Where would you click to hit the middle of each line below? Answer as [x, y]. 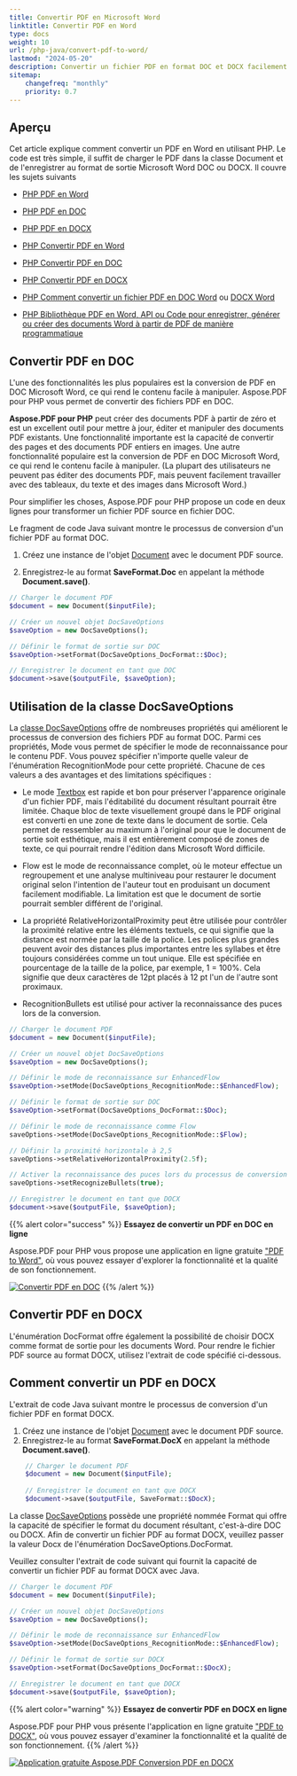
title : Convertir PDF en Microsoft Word [85, 17]
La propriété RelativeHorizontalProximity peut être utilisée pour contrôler [154, 920]
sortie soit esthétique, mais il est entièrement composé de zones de [146, 839]
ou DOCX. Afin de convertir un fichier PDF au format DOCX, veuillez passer [146, 1534]
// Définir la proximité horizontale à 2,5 [91, 1150]
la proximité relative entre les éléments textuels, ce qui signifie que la [148, 930]
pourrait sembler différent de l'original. [93, 903]
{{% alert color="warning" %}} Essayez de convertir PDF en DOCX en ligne [148, 1709]
